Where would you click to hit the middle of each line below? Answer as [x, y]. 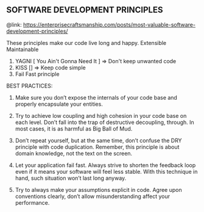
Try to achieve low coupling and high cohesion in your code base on [101, 115]
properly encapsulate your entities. [59, 104]
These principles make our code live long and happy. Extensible [86, 43]
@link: [14, 24]
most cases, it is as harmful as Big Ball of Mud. [74, 128]
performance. [32, 202]
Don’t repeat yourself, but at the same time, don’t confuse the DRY [98, 140]
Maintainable [23, 49]
